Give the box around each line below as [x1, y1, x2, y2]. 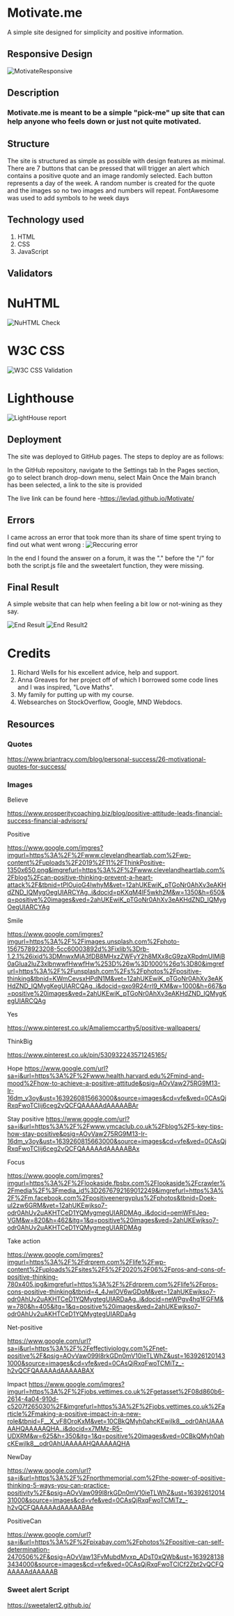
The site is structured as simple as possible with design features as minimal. [7, 156, 226, 165]
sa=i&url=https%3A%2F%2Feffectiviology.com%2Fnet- [7, 1345, 169, 1353]
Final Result [7, 581, 59, 593]
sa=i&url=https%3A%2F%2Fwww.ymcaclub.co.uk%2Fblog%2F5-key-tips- [7, 1122, 224, 1131]
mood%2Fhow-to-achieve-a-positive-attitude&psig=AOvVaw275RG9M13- [7, 1079, 221, 1088]
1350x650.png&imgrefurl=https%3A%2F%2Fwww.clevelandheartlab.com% [7, 866, 225, 874]
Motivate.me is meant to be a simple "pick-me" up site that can [7, 108, 225, 118]
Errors [7, 514, 35, 526]
